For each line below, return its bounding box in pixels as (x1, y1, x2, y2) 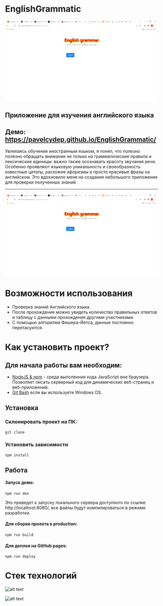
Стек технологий (5, 570, 77, 581)
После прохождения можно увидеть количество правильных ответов (12, 309, 158, 315)
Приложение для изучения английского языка (5, 111, 154, 120)
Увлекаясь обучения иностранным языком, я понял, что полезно (5, 148, 140, 154)
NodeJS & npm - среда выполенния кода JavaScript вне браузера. (12, 374, 149, 380)
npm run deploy (5, 554, 36, 559)
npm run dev (5, 491, 29, 496)
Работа (5, 466, 28, 474)
